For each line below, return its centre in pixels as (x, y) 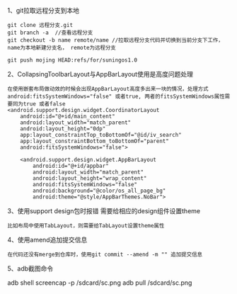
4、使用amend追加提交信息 (47, 240)
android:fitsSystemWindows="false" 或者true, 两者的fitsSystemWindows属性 (116, 96)
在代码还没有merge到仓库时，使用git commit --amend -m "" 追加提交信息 (105, 254)
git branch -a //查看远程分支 (50, 33)
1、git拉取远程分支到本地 (44, 10)
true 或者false (44, 104)
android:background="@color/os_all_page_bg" (99, 191)
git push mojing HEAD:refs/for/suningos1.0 (73, 60)
